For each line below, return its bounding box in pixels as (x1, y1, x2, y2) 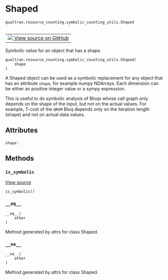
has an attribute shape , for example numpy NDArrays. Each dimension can (5, 80, 159, 86)
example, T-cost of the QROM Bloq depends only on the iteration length (5, 106, 150, 112)
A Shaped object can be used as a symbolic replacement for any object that (5, 75, 163, 81)
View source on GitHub (14, 34, 69, 41)
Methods (5, 154, 34, 163)
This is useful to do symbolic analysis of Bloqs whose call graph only (5, 95, 148, 101)
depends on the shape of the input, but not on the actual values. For (5, 100, 147, 106)
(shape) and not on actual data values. (5, 111, 85, 118)
